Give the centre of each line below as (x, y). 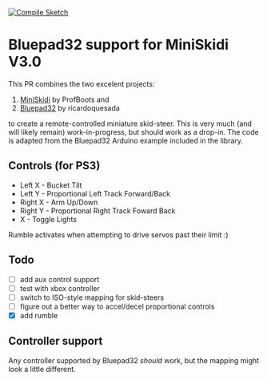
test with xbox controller (60, 288)
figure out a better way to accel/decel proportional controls (117, 306)
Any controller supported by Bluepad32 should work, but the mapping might (134, 360)
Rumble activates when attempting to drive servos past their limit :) (119, 234)
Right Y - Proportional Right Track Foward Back (98, 210)
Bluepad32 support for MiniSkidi (119, 45)
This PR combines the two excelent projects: (82, 83)
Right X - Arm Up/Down (59, 202)
